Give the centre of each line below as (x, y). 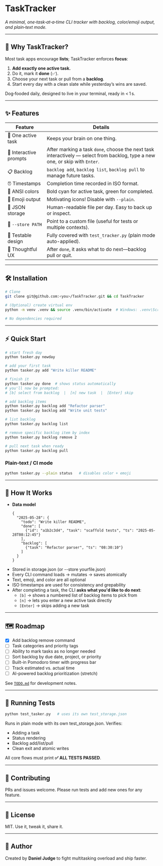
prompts (17, 158)
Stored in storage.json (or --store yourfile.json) (59, 569)
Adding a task (26, 733)
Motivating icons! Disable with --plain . (91, 199)
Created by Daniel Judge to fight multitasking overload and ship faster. (76, 858)
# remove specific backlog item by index (48, 433)
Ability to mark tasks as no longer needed (54, 651)
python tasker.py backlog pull (37, 451)
